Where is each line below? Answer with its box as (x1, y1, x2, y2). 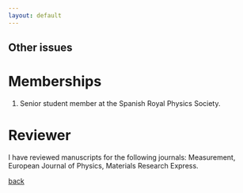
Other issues (8, 41, 73, 55)
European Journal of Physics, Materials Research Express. (8, 161, 199, 170)
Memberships (8, 73, 102, 91)
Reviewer (8, 127, 71, 145)
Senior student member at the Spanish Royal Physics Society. (19, 98, 221, 108)
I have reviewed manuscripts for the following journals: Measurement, (8, 152, 236, 162)
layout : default (8, 11, 62, 20)
